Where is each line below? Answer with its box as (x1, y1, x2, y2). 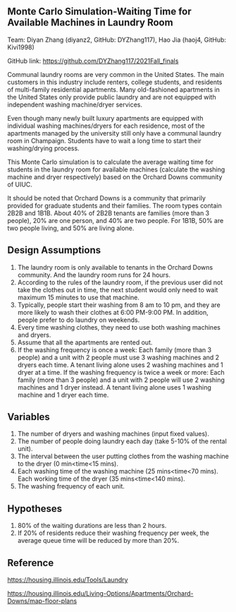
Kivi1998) (7, 42, 35, 52)
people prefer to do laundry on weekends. (17, 316, 140, 324)
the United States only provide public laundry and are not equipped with (7, 92, 216, 101)
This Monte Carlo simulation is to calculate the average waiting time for (7, 157, 213, 166)
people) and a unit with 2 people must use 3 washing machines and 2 (17, 353, 220, 361)
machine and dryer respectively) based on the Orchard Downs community (7, 172, 223, 181)
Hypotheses (7, 503, 63, 515)
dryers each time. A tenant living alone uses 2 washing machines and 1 (17, 360, 223, 369)
